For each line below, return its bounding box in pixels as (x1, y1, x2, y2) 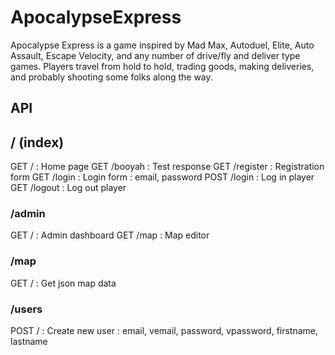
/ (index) (10, 134, 65, 151)
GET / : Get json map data (10, 277, 117, 289)
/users (10, 302, 43, 316)
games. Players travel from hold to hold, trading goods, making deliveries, (10, 60, 315, 72)
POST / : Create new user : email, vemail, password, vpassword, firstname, (10, 325, 319, 337)
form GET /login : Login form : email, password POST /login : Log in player (10, 171, 315, 183)
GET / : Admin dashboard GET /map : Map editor (10, 229, 210, 241)
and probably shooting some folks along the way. (10, 71, 213, 83)
